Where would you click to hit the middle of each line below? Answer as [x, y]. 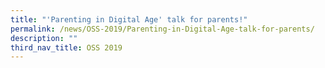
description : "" [44, 38]
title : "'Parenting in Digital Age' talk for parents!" [129, 19]
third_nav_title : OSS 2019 [66, 47]
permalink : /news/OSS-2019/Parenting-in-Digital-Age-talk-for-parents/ [162, 29]
